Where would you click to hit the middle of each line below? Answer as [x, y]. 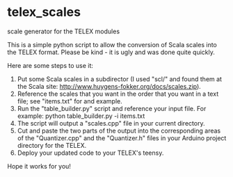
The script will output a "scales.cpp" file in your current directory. [111, 123]
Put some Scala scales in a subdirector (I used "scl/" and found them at [120, 79]
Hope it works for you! [39, 166]
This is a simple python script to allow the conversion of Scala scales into [112, 44]
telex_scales [44, 12]
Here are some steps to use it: [50, 65]
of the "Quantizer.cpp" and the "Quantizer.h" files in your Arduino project [122, 138]
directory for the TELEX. [52, 145]
